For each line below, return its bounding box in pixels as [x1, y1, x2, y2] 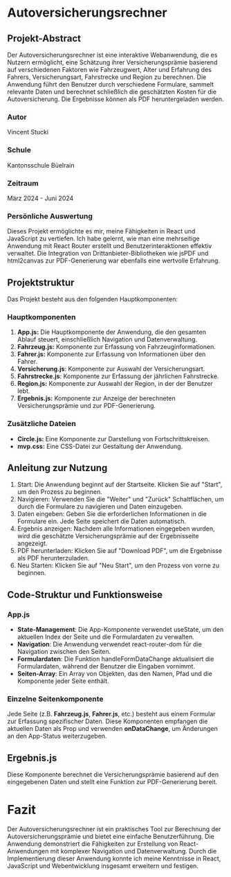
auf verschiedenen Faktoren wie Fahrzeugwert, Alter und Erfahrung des [7, 66, 212, 73]
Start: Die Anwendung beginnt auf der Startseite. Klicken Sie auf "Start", [17, 480, 223, 489]
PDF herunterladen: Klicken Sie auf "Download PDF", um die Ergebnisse [17, 547, 223, 555]
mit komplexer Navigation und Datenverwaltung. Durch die [50, 847, 217, 856]
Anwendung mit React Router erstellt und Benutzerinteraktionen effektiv [7, 242, 212, 250]
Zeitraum [7, 178, 39, 188]
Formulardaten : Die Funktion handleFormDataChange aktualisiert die [17, 655, 214, 663]
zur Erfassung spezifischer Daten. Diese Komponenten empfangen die [7, 717, 208, 725]
